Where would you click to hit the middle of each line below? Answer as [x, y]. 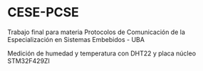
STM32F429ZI [28, 60]
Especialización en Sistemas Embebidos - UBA [76, 39]
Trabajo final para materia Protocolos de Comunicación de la [96, 32]
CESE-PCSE [43, 12]
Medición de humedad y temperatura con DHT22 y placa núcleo [102, 53]
